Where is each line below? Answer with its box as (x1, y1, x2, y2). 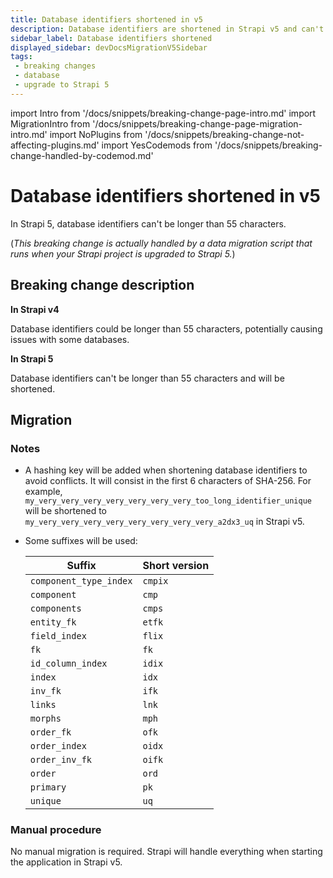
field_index (29, 631, 87, 642)
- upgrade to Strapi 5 (14, 80, 110, 90)
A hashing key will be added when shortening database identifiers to (24, 464, 308, 476)
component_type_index (29, 576, 133, 587)
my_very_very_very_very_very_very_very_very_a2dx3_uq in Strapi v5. (24, 516, 305, 528)
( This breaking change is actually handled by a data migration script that (10, 237, 313, 249)
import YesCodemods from (101, 139, 213, 151)
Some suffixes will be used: (24, 535, 138, 547)
